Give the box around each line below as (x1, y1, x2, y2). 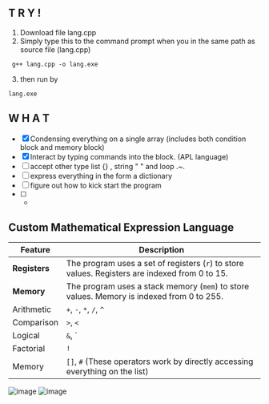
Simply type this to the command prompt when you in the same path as (19, 36, 255, 46)
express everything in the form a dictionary (30, 171, 173, 180)
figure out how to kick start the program (30, 180, 162, 190)
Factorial (12, 343, 46, 354)
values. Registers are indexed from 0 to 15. (66, 268, 228, 279)
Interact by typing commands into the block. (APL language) (30, 151, 229, 161)
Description (139, 244, 185, 256)
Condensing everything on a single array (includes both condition (30, 134, 247, 143)
